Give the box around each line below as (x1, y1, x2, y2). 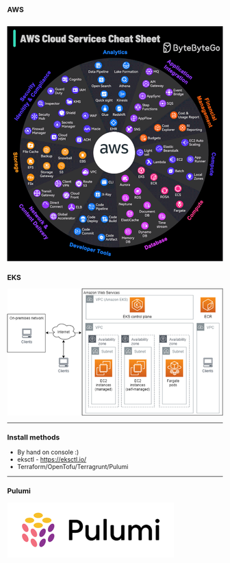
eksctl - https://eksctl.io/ (16, 455, 87, 464)
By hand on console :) (16, 448, 79, 457)
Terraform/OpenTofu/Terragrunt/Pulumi (16, 463, 129, 471)
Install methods (7, 432, 60, 442)
